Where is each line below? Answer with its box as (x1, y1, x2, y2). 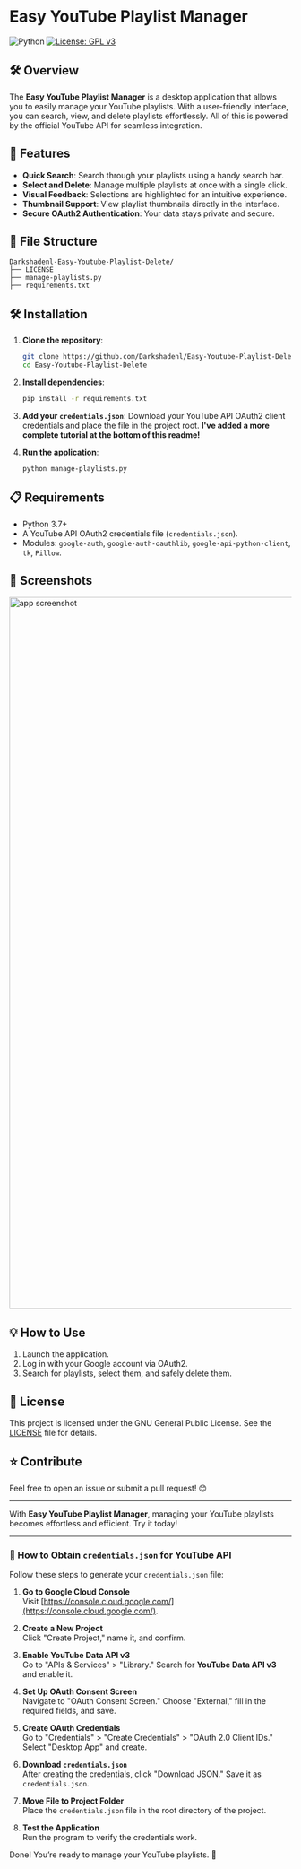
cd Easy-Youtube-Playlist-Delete (21, 361, 148, 369)
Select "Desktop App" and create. (21, 1742, 148, 1752)
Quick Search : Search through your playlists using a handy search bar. (21, 170, 284, 180)
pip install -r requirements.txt (21, 394, 148, 403)
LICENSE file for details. (9, 1427, 98, 1438)
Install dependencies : (21, 377, 105, 387)
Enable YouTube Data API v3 (21, 1650, 131, 1661)
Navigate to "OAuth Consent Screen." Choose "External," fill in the (21, 1696, 267, 1707)
